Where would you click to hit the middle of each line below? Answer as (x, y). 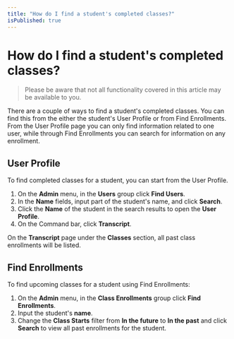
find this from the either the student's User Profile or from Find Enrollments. (117, 119)
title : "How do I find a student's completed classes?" (91, 14)
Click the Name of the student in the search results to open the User (117, 209)
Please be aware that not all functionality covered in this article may (123, 90)
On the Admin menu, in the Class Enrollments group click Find (109, 298)
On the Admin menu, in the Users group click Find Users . (101, 194)
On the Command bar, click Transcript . (74, 224)
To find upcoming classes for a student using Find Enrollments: (99, 285)
